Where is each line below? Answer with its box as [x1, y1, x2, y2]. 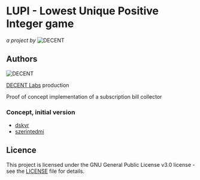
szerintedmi [14, 128, 44, 135]
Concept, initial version [6, 108, 75, 116]
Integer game [6, 17, 74, 30]
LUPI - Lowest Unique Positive [6, 4, 159, 18]
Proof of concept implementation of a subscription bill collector [6, 93, 162, 100]
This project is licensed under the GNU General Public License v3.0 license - [6, 161, 195, 168]
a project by [6, 36, 36, 44]
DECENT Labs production [6, 81, 69, 89]
